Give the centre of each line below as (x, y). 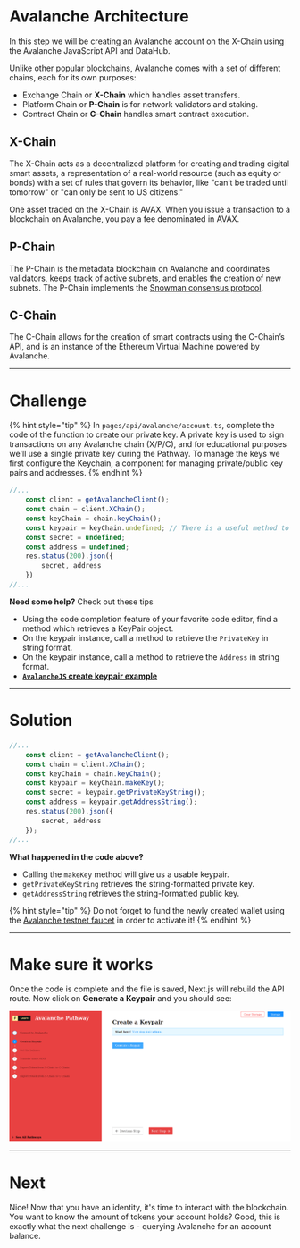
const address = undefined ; (77, 547)
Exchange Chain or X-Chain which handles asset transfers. (131, 95)
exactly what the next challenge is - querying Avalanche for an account (140, 1227)
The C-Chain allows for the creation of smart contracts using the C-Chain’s (147, 337)
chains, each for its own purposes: (73, 77)
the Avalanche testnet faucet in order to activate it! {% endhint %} (130, 920)
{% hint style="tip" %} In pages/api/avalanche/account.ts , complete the (142, 426)
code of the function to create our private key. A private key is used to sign (146, 434)
